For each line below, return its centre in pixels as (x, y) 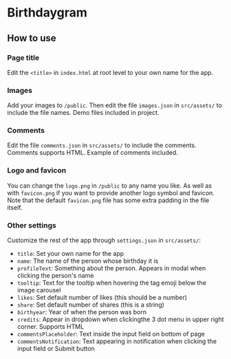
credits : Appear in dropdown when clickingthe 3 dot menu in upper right (121, 319)
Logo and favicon (37, 171)
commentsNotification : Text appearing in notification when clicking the (117, 341)
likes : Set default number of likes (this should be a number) (102, 298)
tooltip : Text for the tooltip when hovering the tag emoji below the (111, 283)
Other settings (32, 225)
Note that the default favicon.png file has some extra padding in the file (108, 200)
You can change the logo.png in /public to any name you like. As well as (110, 185)
